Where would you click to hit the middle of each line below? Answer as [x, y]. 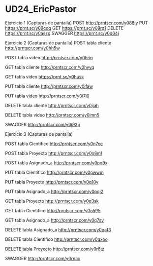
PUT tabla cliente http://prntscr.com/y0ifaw [49, 86]
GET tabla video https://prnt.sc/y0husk [45, 76]
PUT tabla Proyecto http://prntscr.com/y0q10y [52, 182]
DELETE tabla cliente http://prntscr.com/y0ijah [52, 105]
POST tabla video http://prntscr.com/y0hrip [49, 57]
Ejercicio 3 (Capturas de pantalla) [39, 134]
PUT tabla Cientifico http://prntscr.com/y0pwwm [55, 172]
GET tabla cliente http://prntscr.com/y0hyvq [50, 67]
